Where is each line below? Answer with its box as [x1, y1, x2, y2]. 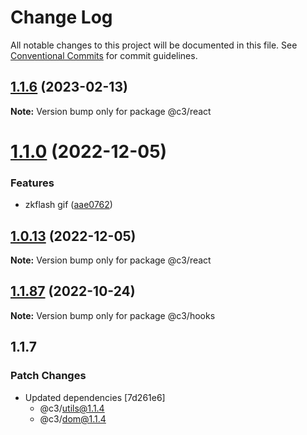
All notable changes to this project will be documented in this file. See [10, 39, 298, 51]
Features [10, 176, 55, 190]
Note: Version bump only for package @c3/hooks [10, 309, 216, 321]
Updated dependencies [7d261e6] [24, 391, 166, 403]
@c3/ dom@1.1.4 [39, 412, 107, 425]
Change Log [10, 6, 113, 29]
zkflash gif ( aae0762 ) [24, 199, 113, 211]
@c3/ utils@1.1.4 [39, 402, 105, 414]
